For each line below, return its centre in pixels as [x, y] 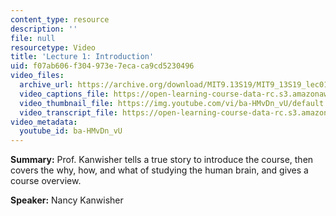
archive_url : [46, 85]
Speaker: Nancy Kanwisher [67, 200]
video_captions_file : [64, 94]
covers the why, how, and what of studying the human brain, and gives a [159, 170]
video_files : [37, 76]
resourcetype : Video [53, 47]
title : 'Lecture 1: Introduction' [82, 57]
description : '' [44, 29]
